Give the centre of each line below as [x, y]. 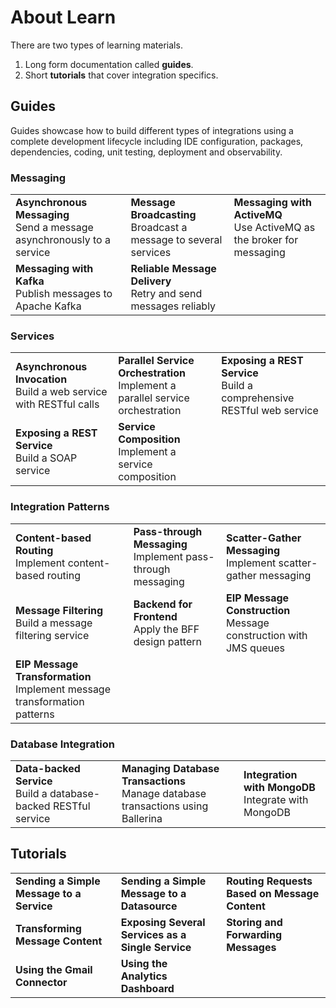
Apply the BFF [166, 629]
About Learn [63, 17]
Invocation [41, 379]
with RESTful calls [57, 404]
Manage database [164, 793]
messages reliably [173, 306]
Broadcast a [159, 228]
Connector [41, 982]
